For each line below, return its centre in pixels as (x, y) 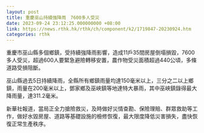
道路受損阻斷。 (25, 68)
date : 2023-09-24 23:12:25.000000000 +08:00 (63, 23)
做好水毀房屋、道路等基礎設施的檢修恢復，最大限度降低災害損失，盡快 (104, 117)
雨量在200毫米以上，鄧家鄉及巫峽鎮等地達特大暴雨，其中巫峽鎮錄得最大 (107, 88)
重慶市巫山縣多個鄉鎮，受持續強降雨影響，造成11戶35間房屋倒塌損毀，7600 (101, 53)
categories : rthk (28, 35)
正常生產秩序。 (30, 124)
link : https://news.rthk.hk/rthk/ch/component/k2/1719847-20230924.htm (99, 29)
